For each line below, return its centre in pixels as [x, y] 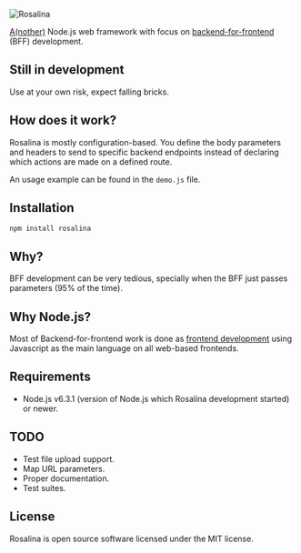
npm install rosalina [50, 229]
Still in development [67, 70]
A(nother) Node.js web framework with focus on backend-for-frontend [142, 31]
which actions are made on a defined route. [91, 161]
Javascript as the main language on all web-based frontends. [124, 348]
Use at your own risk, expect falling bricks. [90, 92]
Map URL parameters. [64, 468]
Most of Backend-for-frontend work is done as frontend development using [151, 339]
